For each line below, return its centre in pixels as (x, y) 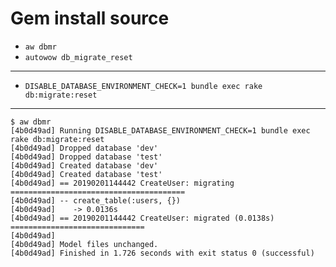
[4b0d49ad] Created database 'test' (86, 174)
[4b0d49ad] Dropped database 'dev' (84, 148)
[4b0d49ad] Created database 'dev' (84, 165)
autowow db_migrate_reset (78, 57)
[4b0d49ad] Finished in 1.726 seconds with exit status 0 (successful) (162, 253)
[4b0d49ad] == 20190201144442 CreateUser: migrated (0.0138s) (142, 218)
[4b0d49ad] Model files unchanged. (84, 244)
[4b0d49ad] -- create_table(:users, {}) (96, 200)
